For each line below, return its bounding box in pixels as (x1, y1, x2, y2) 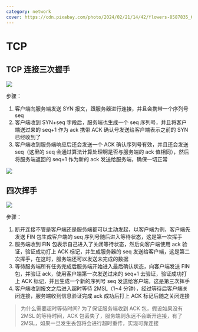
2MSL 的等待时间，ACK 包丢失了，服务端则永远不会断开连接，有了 (20, 313, 183, 320)
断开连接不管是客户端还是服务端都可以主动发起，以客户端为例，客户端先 (14, 226, 190, 233)
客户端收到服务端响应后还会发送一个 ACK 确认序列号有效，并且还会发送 (14, 141, 189, 148)
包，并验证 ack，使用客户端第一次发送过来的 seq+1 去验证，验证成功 (14, 270, 182, 278)
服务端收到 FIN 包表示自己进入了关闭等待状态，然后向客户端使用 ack (14, 240, 181, 248)
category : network (6, 8, 51, 15)
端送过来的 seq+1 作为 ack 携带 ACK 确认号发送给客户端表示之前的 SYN (14, 126, 189, 133)
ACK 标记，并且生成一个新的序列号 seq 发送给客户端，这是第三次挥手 (21, 278, 190, 285)
